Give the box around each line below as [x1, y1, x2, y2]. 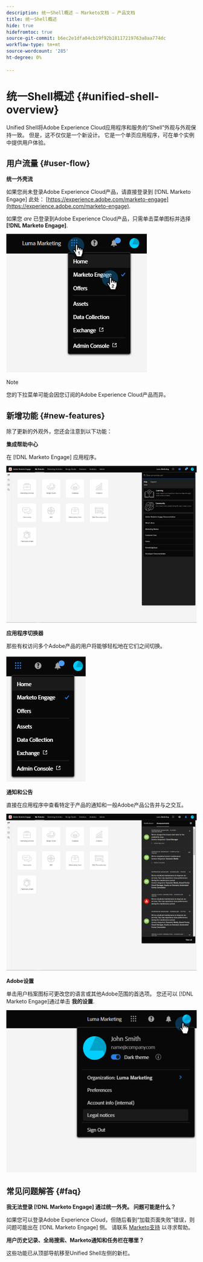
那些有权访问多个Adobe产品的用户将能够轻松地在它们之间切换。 [6, 642, 166, 649]
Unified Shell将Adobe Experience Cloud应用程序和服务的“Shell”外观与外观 [6, 124, 192, 131]
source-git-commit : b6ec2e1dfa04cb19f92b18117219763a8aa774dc [6, 35, 166, 42]
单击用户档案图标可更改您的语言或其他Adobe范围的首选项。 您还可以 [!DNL [6, 990, 193, 997]
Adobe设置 [6, 977, 34, 984]
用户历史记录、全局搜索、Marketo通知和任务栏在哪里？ [6, 1237, 144, 1244]
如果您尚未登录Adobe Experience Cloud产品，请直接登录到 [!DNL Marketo [6, 188, 192, 196]
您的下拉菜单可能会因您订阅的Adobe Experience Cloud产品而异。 [6, 391, 169, 398]
